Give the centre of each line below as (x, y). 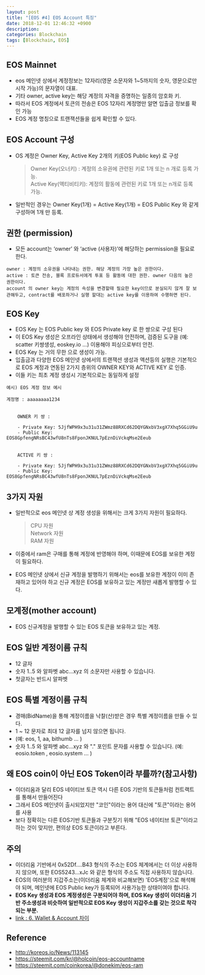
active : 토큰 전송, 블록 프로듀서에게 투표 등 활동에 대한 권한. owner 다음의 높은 (100, 276)
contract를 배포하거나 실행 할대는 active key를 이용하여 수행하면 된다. (110, 295)
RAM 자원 (42, 541)
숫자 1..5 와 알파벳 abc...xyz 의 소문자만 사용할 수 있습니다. (85, 671)
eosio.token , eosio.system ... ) (54, 753)
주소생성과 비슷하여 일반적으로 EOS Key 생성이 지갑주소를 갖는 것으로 (103, 903)
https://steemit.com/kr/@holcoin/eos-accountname (80, 959)
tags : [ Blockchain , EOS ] (38, 40)
